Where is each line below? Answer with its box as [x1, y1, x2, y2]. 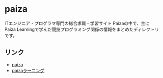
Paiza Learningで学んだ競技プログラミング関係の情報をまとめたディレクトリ [4, 26, 159, 32]
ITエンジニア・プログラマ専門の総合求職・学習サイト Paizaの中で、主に [4, 20, 150, 26]
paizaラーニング [11, 67, 45, 73]
